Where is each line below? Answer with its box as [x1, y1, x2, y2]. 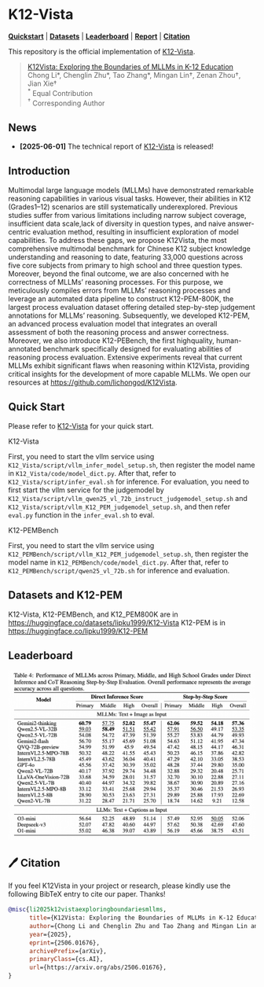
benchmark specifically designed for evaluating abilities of [42, 344, 232, 353]
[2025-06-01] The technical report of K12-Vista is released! [19, 142, 214, 151]
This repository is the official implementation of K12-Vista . [8, 46, 196, 56]
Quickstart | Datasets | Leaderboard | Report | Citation [8, 31, 190, 41]
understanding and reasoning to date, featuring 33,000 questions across [8, 252, 244, 261]
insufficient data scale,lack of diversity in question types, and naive [8, 219, 226, 228]
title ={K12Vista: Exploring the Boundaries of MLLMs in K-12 [28, 914, 234, 922]
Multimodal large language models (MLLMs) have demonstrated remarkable [8, 185, 254, 194]
